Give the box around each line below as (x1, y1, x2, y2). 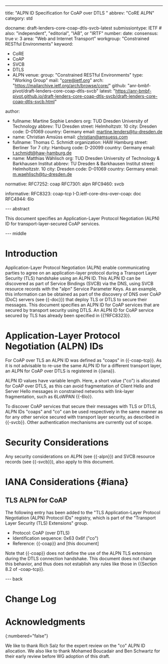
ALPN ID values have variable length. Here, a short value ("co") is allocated (5, 377, 160, 383)
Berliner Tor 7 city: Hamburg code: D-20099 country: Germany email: (12, 145, 156, 150)
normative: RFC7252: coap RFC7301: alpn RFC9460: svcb (5, 181, 124, 187)
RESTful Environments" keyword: (5, 41, 73, 47)
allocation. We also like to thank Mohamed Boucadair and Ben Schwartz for (5, 647, 160, 654)
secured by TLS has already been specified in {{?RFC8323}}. (5, 312, 131, 318)
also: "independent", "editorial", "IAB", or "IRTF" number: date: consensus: (5, 31, 158, 36)
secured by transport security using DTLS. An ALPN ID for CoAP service (5, 307, 154, 313)
